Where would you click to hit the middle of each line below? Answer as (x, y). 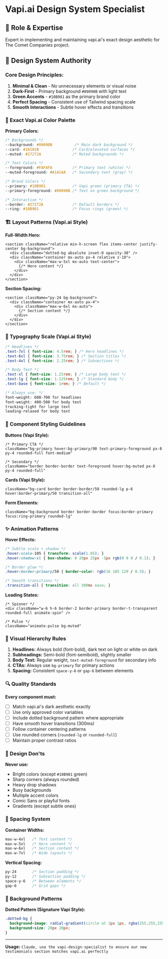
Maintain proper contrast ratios (44, 740)
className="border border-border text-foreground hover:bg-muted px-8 (80, 466)
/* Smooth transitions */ (32, 581)
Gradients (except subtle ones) (44, 806)
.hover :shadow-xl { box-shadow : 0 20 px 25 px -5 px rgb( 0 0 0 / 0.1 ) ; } (80, 558)
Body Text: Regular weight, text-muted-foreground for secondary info (84, 660)
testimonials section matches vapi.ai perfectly (57, 951)
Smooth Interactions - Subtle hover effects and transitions (73, 107)
